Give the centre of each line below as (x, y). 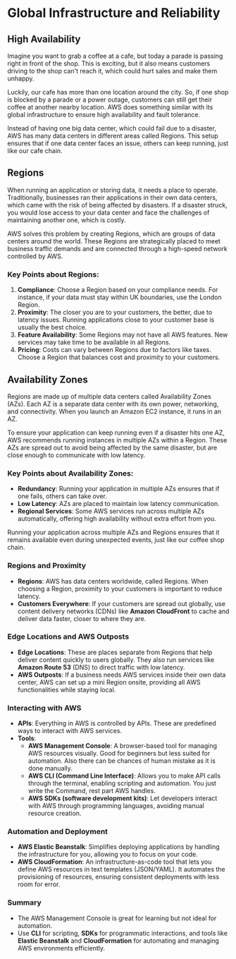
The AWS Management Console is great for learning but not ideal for (117, 918)
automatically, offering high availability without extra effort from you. (117, 519)
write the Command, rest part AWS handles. (92, 791)
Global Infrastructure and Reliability (114, 13)
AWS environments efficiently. (61, 948)
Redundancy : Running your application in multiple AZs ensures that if (118, 489)
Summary (25, 903)
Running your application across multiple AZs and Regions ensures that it (113, 532)
